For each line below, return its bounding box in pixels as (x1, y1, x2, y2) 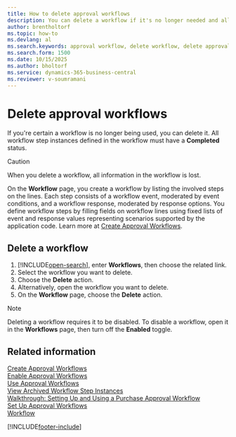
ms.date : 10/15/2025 (7, 56, 68, 63)
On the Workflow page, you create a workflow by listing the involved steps (7, 184, 224, 193)
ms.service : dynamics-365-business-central (7, 69, 137, 76)
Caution (7, 157, 30, 166)
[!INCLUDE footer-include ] (7, 422, 82, 431)
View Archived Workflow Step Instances (7, 386, 124, 395)
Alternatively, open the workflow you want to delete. (17, 283, 169, 292)
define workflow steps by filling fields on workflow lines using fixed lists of (7, 207, 223, 215)
